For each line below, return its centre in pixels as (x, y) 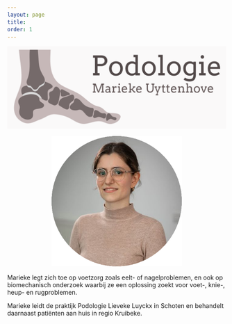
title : (17, 22)
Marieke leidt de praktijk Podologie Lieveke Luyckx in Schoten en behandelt (116, 306)
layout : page (26, 15)
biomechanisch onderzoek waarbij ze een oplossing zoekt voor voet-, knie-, (116, 285)
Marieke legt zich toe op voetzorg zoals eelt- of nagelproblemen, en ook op (115, 277)
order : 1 (20, 29)
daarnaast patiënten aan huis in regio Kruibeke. (75, 314)
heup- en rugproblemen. (42, 293)
